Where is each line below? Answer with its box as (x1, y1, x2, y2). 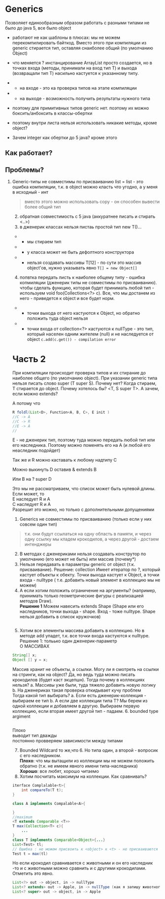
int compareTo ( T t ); (21, 788, 64, 793)
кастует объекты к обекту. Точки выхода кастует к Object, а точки (19, 572, 160, 578)
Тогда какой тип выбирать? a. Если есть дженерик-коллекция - (12, 693, 146, 699)
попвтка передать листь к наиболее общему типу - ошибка (19, 274, 145, 280)
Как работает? (5, 149, 53, 157)
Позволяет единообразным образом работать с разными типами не (5, 20, 150, 26)
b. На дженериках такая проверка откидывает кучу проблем (12, 687, 141, 693)
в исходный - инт (12, 189, 49, 195)
